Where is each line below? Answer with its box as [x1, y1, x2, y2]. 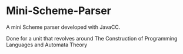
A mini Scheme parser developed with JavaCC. [6, 23, 121, 31]
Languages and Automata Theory [6, 41, 88, 48]
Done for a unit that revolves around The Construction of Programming [6, 35, 178, 42]
